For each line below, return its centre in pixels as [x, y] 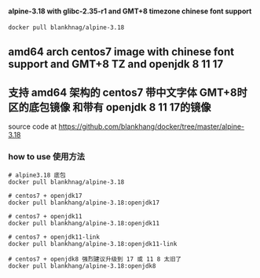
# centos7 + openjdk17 [45, 196]
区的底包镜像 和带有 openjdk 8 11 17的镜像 [110, 107]
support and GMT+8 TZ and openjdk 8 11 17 [116, 64]
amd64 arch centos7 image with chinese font [121, 51]
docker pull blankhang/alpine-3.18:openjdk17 [84, 203]
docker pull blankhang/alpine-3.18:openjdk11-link [93, 243]
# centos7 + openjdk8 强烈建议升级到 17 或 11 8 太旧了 [95, 259]
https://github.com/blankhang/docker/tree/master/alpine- [152, 126]
